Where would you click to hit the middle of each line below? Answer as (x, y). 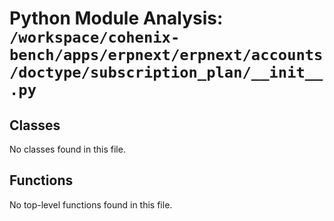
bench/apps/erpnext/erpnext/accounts (166, 55)
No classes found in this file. (67, 149)
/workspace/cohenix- (95, 37)
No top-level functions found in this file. (91, 204)
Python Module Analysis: (116, 18)
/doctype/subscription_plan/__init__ (166, 72)
